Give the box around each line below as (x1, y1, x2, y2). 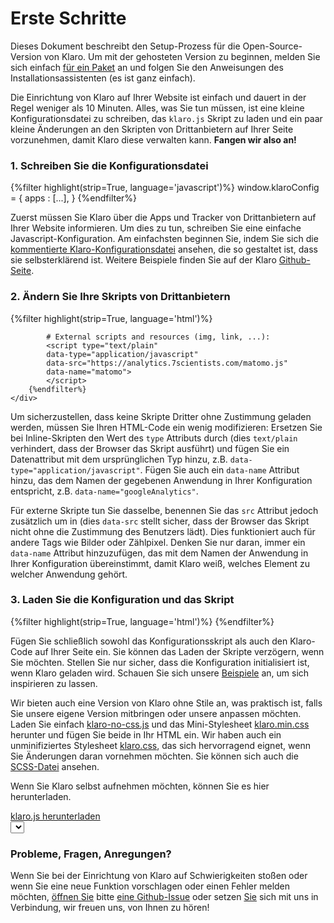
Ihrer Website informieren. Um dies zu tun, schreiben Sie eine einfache (10, 222, 302, 234)
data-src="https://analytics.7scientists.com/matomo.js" (46, 358, 288, 368)
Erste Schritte (10, 7, 127, 30)
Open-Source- (242, 40, 303, 52)
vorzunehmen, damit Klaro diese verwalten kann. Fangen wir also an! (10, 133, 297, 146)
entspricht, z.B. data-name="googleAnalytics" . (10, 485, 199, 497)
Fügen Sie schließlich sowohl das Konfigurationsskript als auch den (10, 635, 288, 647)
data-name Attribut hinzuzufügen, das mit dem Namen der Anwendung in (10, 547, 309, 559)
